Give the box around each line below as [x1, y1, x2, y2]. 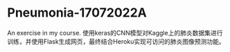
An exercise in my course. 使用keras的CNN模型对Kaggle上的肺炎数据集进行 [7, 28, 223, 37]
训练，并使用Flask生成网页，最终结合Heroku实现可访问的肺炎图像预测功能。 [7, 37, 225, 46]
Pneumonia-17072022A [7, 5, 148, 21]
